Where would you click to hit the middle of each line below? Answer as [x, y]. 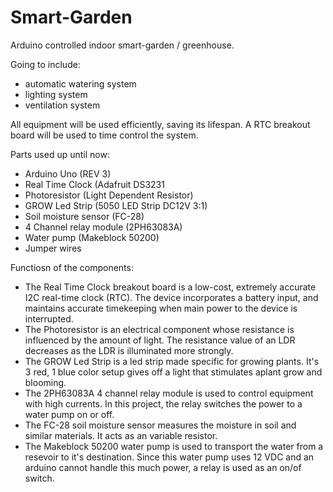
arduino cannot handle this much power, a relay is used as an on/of [163, 467]
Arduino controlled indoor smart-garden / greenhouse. [122, 45]
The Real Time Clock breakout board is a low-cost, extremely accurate [170, 287]
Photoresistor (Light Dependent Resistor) [109, 195]
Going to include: [45, 64]
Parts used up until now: [60, 154]
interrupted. [49, 318]
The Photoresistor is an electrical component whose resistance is [159, 329]
